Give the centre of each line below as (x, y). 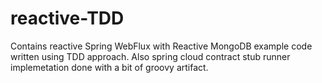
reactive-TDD (67, 18)
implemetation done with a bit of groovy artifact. (109, 67)
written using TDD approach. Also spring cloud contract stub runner (150, 56)
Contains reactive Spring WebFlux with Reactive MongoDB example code (161, 46)
